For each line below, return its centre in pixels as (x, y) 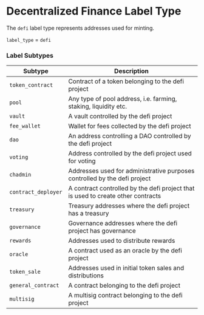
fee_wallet (25, 126)
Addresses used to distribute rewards (122, 241)
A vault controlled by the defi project (120, 117)
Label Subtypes (30, 55)
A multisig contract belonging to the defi (126, 296)
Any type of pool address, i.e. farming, (123, 99)
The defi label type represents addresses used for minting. (80, 28)
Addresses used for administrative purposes (131, 171)
